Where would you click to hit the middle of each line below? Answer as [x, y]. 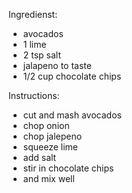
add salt [39, 157]
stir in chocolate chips [68, 168]
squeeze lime [50, 147]
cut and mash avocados [72, 115]
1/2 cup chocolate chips [72, 76]
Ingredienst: [33, 14]
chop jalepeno [52, 136]
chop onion [46, 125]
